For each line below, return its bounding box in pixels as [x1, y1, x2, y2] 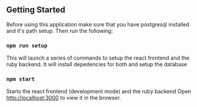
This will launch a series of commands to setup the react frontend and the [6, 54, 190, 62]
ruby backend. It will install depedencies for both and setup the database [6, 61, 187, 68]
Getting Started [6, 5, 66, 15]
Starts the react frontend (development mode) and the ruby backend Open [6, 88, 192, 95]
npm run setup [6, 42, 48, 49]
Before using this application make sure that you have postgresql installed [6, 20, 190, 28]
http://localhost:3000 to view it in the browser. [6, 94, 122, 102]
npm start [6, 76, 35, 83]
